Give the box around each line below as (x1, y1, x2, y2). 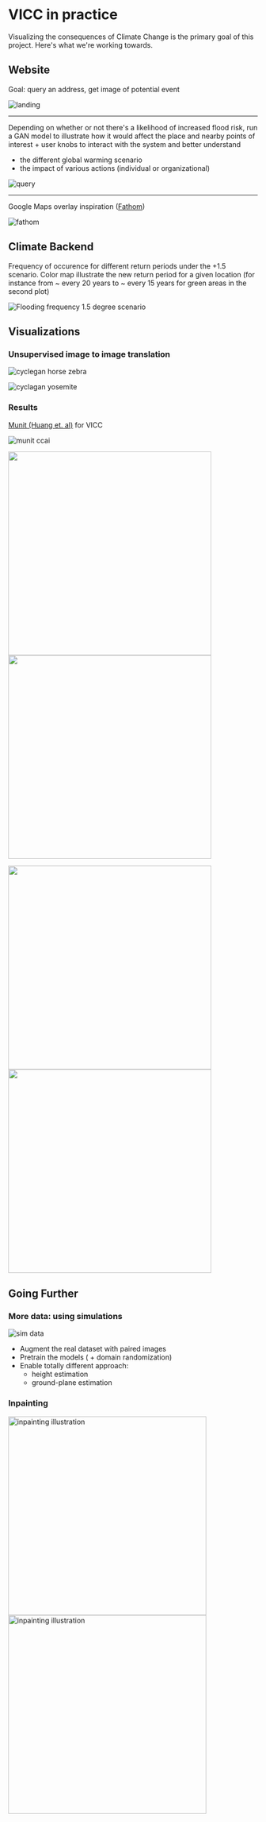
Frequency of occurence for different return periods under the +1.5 (8, 261, 226, 271)
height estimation (31, 1369, 89, 1379)
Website (8, 64, 50, 77)
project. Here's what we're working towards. (8, 40, 153, 49)
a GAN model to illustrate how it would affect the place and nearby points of (8, 131, 256, 141)
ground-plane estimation (31, 1378, 112, 1387)
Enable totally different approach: (19, 1361, 129, 1371)
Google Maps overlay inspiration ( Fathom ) (8, 201, 146, 211)
